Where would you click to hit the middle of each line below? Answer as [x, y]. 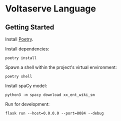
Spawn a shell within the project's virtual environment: [61, 67]
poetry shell [19, 76]
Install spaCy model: [26, 86]
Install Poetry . [19, 39]
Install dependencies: [27, 49]
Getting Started [30, 27]
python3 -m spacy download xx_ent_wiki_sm [50, 95]
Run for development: [27, 104]
